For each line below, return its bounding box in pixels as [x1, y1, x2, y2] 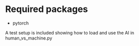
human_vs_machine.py [5, 35, 52, 41]
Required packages [5, 3, 88, 15]
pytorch [12, 20, 29, 26]
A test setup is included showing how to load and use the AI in [5, 29, 134, 35]
